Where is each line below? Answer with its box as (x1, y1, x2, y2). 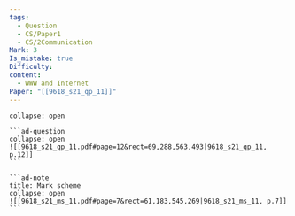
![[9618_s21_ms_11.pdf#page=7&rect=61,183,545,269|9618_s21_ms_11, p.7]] (9, 197, 288, 205)
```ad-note (9, 174, 50, 182)
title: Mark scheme (9, 181, 82, 190)
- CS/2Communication (17, 37, 93, 47)
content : (9, 71, 42, 80)
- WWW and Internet (17, 79, 89, 88)
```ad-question (9, 127, 66, 135)
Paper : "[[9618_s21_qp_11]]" (9, 87, 117, 96)
